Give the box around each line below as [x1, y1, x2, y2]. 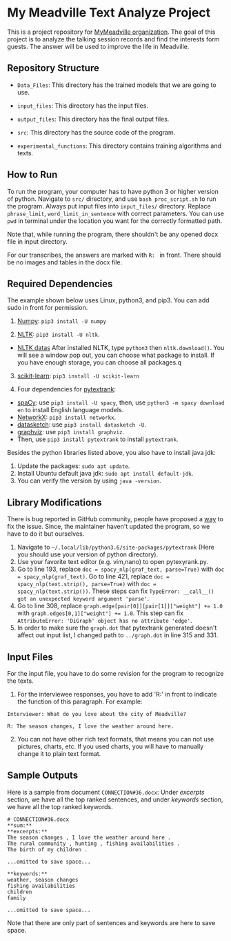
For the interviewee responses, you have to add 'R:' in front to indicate [17, 690, 217, 698]
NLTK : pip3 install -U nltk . [17, 330, 100, 339]
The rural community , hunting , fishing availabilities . [7, 840, 181, 847]
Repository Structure [7, 62, 100, 74]
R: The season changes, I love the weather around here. [7, 723, 174, 730]
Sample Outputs [7, 770, 79, 782]
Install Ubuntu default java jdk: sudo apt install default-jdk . [17, 469, 194, 478]
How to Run [7, 169, 58, 181]
